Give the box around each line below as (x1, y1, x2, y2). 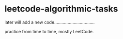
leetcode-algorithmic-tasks (4, 3, 118, 14)
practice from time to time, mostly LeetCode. (4, 28, 94, 34)
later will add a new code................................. (4, 19, 95, 25)
